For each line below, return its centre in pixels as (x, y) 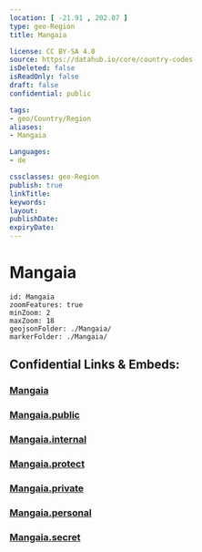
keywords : (28, 202)
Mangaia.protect (47, 464)
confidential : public (50, 93)
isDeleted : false (42, 68)
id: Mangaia (32, 297)
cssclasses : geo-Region (55, 177)
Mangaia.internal (48, 440)
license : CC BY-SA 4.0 (52, 51)
